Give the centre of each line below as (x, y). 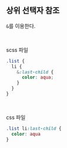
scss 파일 (17, 50)
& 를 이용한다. (21, 26)
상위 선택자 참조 (33, 11)
